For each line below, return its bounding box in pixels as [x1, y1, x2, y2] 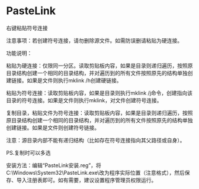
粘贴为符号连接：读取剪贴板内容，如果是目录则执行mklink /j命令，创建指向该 [6, 89, 193, 96]
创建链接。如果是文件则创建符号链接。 [6, 124, 99, 131]
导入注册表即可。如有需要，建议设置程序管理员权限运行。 [16, 176, 157, 184]
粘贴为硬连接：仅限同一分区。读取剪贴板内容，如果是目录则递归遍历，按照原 [6, 62, 193, 69]
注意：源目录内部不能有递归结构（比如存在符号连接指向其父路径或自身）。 [6, 136, 185, 144]
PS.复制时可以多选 [6, 149, 51, 156]
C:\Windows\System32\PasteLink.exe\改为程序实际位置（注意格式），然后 [6, 169, 185, 176]
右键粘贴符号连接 [6, 24, 48, 31]
